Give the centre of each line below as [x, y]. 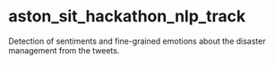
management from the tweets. [64, 50]
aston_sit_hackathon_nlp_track [127, 16]
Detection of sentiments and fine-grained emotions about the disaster [137, 41]
